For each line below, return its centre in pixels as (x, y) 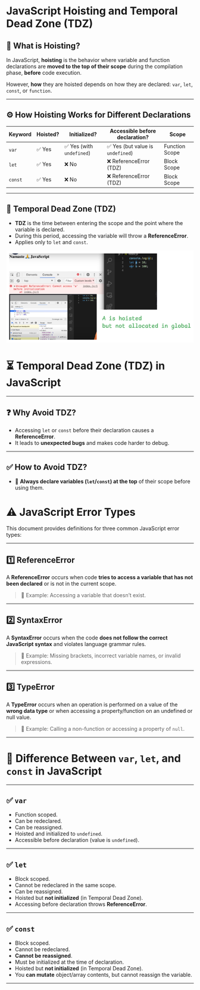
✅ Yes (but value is (130, 146)
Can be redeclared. (38, 821)
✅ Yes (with (79, 146)
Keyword (20, 134)
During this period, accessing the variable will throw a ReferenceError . (101, 236)
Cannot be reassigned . (43, 956)
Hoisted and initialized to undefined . (59, 834)
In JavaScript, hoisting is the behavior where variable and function (88, 60)
